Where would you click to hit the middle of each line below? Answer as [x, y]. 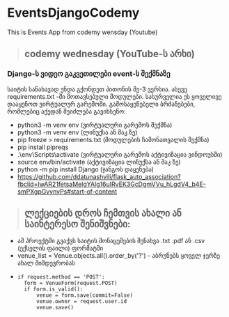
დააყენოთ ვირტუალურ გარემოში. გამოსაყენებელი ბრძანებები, [101, 104]
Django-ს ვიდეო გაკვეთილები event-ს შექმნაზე [89, 74]
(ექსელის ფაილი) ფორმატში [60, 248]
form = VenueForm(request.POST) [71, 284]
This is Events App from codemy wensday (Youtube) [82, 32]
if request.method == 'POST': [61, 277]
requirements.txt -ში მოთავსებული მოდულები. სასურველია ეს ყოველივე [114, 96]
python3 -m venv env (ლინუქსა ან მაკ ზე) [77, 132]
